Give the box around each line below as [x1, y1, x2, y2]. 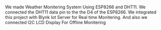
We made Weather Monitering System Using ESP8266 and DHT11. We [5, 4, 146, 10]
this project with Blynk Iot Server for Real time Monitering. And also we [5, 15, 148, 20]
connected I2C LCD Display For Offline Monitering [5, 19, 106, 25]
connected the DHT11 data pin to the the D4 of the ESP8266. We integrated [5, 9, 157, 15]
